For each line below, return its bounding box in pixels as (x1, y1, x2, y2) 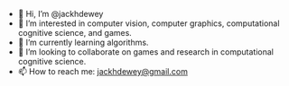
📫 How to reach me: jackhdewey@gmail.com (17, 66, 188, 76)
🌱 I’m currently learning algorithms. (17, 37, 149, 47)
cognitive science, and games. (17, 28, 133, 38)
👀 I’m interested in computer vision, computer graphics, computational (17, 18, 280, 29)
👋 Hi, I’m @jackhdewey (17, 9, 104, 19)
